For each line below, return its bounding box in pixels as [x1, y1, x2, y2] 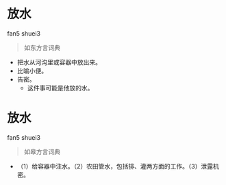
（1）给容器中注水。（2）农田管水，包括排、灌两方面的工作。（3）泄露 [16, 162, 214, 170]
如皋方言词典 [23, 147, 60, 156]
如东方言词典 [23, 43, 60, 51]
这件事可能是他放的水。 [27, 84, 94, 92]
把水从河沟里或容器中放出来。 [16, 58, 101, 66]
